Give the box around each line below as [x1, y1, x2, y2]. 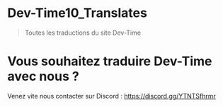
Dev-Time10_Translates [7, 5, 147, 21]
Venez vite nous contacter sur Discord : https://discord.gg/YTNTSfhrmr [7, 91, 216, 100]
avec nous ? [7, 69, 79, 84]
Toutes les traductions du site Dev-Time [24, 28, 142, 37]
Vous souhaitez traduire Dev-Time [7, 53, 212, 69]
